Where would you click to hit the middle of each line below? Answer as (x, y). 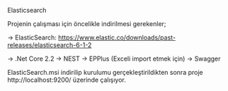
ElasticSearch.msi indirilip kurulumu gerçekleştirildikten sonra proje (105, 72)
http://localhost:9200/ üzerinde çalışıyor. (67, 80)
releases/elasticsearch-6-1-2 (50, 45)
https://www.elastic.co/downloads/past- (116, 37)
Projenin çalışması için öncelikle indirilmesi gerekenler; (87, 24)
